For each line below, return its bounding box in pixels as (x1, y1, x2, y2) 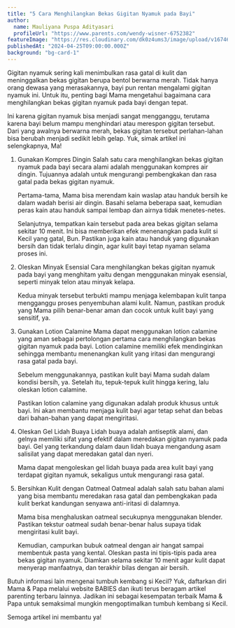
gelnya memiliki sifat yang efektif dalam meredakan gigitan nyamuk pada (17, 435, 228, 443)
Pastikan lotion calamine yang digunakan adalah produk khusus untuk (17, 398, 219, 407)
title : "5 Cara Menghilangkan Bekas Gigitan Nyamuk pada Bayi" (7, 10, 196, 18)
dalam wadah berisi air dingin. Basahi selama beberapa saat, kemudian (17, 198, 222, 207)
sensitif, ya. (17, 313, 51, 322)
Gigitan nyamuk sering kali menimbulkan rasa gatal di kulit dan (7, 68, 187, 77)
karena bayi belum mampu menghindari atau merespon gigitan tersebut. (7, 119, 215, 127)
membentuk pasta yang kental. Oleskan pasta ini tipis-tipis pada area (17, 548, 217, 557)
